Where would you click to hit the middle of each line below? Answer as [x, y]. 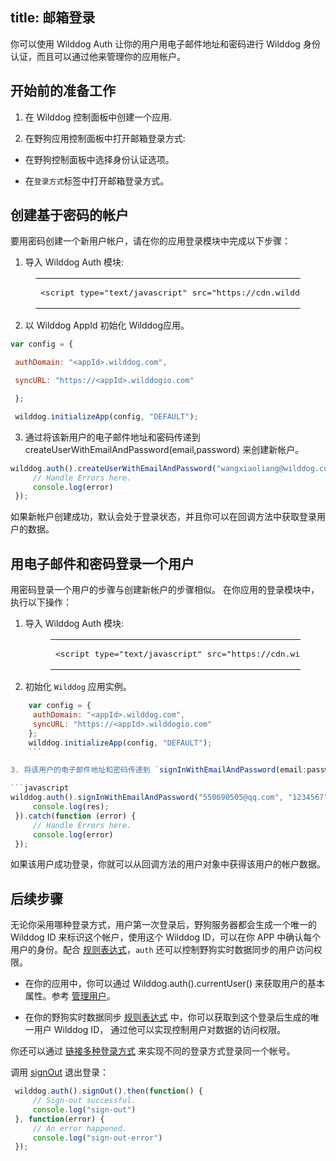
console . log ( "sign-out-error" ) [97, 1138]
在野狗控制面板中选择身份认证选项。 [99, 159]
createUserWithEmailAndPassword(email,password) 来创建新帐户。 [164, 449]
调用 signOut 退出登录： [60, 1072]
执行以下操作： [41, 602]
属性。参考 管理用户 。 [70, 996]
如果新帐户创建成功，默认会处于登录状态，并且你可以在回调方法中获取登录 [163, 517]
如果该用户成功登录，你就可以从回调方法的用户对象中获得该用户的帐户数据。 [168, 864]
